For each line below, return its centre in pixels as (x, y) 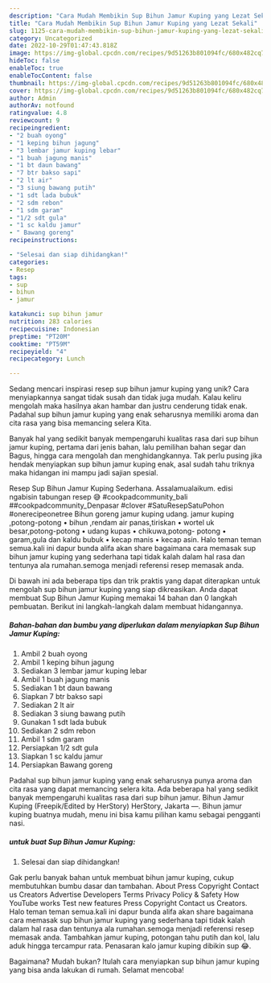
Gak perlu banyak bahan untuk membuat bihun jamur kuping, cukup (121, 878)
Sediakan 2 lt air (47, 705)
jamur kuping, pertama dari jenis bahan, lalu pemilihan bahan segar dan (127, 447)
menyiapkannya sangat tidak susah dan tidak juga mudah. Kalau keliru (125, 397)
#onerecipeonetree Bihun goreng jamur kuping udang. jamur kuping (122, 514)
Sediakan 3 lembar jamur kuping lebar (84, 671)
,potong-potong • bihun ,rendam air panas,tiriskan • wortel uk (112, 523)
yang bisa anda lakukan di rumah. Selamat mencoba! (96, 970)
